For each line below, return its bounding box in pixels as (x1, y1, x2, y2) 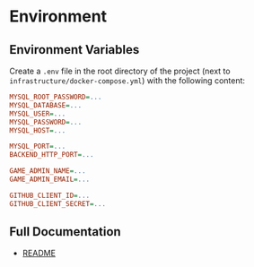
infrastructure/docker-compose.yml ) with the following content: (9, 75, 245, 86)
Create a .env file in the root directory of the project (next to (9, 65, 231, 76)
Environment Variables (9, 42, 140, 57)
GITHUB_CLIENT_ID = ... (9, 191, 91, 200)
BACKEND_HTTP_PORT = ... (9, 151, 94, 159)
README (22, 248, 57, 259)
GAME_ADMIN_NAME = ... (9, 167, 87, 176)
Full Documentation (9, 224, 121, 239)
